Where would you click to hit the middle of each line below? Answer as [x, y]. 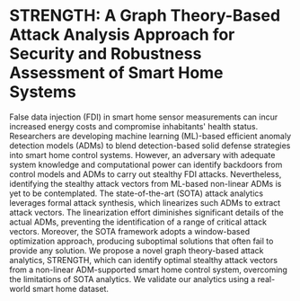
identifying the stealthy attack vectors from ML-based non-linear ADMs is [146, 183]
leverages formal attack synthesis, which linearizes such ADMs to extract [145, 202]
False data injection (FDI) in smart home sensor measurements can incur [144, 117]
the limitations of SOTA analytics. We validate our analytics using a [132, 279]
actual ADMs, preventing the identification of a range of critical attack [138, 222]
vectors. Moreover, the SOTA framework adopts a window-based [129, 231]
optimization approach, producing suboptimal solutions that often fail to [141, 241]
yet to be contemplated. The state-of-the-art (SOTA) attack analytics [136, 193]
